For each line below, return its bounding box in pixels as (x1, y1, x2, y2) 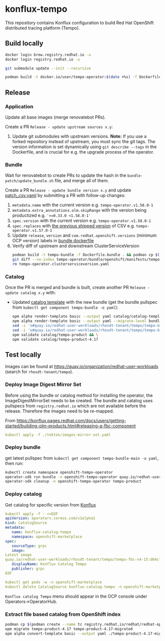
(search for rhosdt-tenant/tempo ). (5, 369, 74, 375)
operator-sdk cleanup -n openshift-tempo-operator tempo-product (5, 479, 141, 484)
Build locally (5, 39, 44, 48)
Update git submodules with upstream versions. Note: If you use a (12, 133, 147, 139)
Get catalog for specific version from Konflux (5, 502, 96, 508)
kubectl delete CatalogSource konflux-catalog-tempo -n (5, 584, 122, 589)
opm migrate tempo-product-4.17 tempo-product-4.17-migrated (5, 626, 133, 631)
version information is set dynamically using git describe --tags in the (12, 144, 157, 150)
